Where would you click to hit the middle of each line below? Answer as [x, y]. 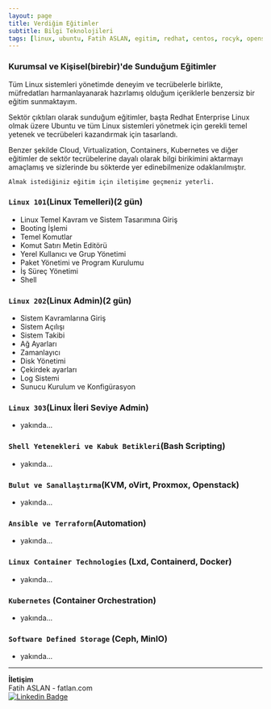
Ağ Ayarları [38, 344]
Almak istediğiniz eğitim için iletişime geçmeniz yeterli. [112, 182]
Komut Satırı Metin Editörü [63, 245]
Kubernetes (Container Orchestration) [82, 600]
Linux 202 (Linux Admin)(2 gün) [70, 300]
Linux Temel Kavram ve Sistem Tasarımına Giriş [99, 220]
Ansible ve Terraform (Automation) [77, 523]
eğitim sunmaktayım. [43, 101]
